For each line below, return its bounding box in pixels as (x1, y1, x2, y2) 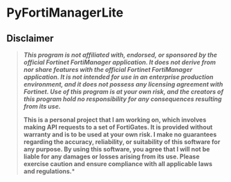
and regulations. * (23, 167, 75, 175)
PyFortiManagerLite (6, 5, 124, 21)
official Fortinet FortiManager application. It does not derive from (23, 58, 216, 66)
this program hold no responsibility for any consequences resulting (23, 95, 222, 103)
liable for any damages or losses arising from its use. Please (23, 152, 200, 161)
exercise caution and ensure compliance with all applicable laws (23, 160, 212, 167)
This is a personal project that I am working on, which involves (23, 116, 207, 124)
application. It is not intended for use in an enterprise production (23, 73, 214, 81)
